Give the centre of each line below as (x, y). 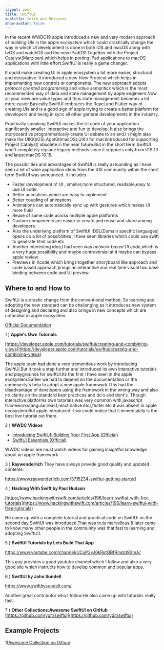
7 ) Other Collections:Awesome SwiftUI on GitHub (56, 610)
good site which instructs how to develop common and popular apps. (75, 567)
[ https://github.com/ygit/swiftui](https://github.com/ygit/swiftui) (69, 615)
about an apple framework (32, 455)
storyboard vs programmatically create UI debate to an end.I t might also (78, 134)
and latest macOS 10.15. (29, 155)
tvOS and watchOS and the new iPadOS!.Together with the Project (72, 53)
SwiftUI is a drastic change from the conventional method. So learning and (80, 300)
